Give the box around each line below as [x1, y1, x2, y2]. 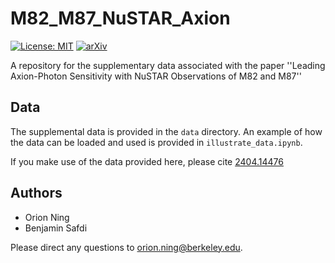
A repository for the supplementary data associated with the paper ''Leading [10, 59, 326, 71]
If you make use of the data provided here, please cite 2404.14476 [10, 155, 284, 167]
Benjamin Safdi [24, 222, 88, 234]
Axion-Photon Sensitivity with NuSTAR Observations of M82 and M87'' [10, 70, 302, 82]
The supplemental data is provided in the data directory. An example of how [10, 125, 323, 137]
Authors [10, 185, 63, 202]
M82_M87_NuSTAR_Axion [10, 7, 231, 30]
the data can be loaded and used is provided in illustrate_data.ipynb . [10, 136, 303, 148]
